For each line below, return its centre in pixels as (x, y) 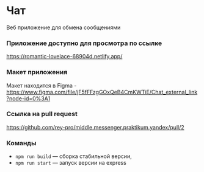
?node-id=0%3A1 (28, 98)
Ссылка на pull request (42, 114)
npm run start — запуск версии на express (71, 163)
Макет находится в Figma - (42, 85)
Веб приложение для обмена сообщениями (64, 27)
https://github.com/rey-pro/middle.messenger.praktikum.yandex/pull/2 (95, 127)
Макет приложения (37, 72)
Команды (21, 143)
